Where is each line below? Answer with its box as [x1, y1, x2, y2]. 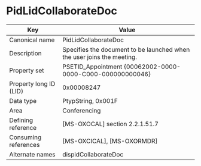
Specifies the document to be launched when [62, 45, 190, 54]
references [9, 140, 40, 149]
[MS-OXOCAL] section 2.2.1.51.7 [62, 120, 159, 128]
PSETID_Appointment [62, 62, 123, 71]
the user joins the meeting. [62, 52, 138, 61]
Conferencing [62, 106, 101, 114]
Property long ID [9, 79, 56, 87]
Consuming [9, 133, 42, 141]
